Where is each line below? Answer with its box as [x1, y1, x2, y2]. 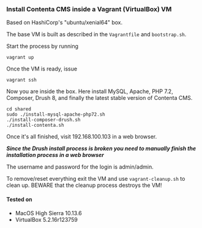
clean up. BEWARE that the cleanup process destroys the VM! [6, 181, 162, 189]
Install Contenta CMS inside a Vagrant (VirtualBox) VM [6, 5, 172, 13]
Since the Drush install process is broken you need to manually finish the [6, 145, 196, 152]
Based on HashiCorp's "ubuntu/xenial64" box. [6, 19, 123, 26]
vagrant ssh [6, 77, 37, 83]
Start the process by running [6, 42, 78, 50]
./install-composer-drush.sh [6, 117, 81, 123]
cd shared [6, 106, 32, 112]
